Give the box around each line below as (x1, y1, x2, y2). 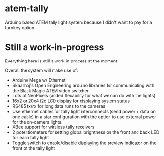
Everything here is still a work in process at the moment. (5, 58, 119, 64)
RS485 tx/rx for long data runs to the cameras (12, 103, 106, 109)
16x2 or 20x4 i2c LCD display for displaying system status (12, 98, 130, 104)
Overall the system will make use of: (5, 67, 79, 73)
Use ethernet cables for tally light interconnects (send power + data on (12, 108, 156, 114)
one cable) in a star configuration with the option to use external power (12, 114, 156, 120)
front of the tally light (12, 145, 55, 151)
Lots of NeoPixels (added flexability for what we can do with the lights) (12, 93, 156, 98)
